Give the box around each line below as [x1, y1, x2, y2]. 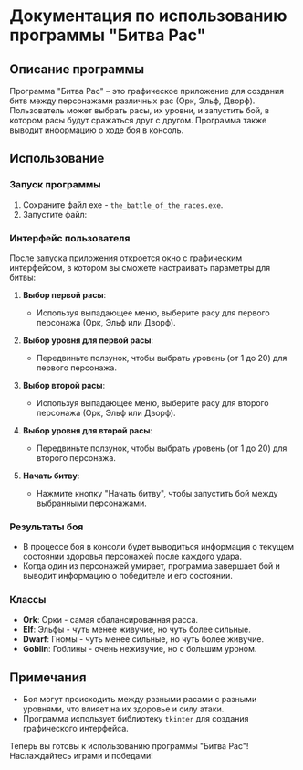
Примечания [9, 669, 87, 685]
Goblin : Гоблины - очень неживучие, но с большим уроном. [22, 643, 257, 654]
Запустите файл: [22, 209, 88, 219]
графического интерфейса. [22, 723, 130, 734]
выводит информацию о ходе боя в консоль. [9, 124, 184, 135]
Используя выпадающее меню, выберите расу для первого [36, 307, 271, 318]
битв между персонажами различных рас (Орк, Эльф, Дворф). [9, 95, 256, 106]
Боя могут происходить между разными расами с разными [22, 694, 257, 705]
